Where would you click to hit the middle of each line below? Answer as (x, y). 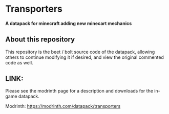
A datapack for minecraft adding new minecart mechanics (69, 23)
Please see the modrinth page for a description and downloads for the (79, 91)
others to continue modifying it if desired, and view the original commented (84, 57)
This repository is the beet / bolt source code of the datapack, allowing (80, 52)
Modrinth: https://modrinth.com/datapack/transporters (63, 106)
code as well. (19, 62)
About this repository (40, 40)
